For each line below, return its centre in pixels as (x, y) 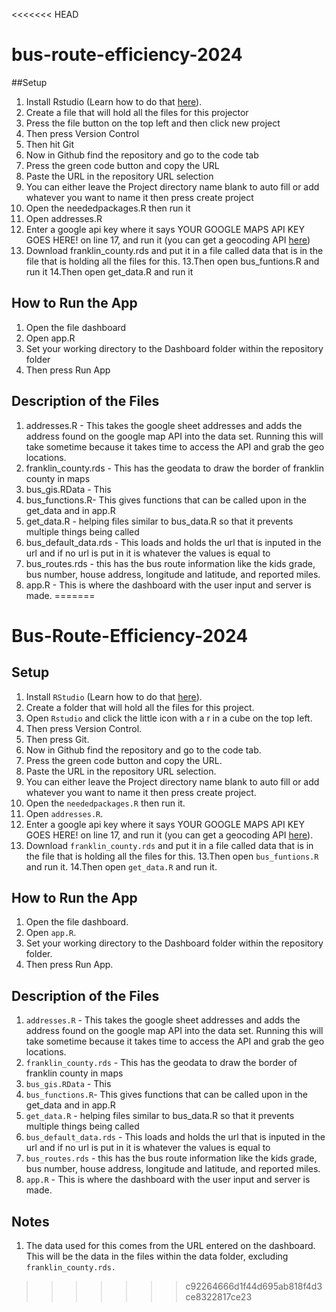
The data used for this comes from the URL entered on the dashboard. (170, 1245)
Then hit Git (50, 144)
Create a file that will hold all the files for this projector (137, 112)
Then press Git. (57, 739)
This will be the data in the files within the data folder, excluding (157, 1256)
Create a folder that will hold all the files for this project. (140, 707)
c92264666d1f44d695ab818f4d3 (254, 1286)
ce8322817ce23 (219, 1297)
